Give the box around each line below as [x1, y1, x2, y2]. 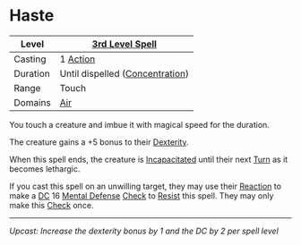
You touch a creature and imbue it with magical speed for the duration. [9, 119, 271, 130]
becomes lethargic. [9, 163, 81, 174]
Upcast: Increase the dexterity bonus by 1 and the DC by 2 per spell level [9, 225, 279, 236]
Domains [13, 96, 51, 108]
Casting [13, 53, 47, 65]
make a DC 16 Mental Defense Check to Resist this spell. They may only [9, 190, 274, 201]
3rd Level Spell [91, 38, 157, 50]
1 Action [59, 53, 96, 65]
